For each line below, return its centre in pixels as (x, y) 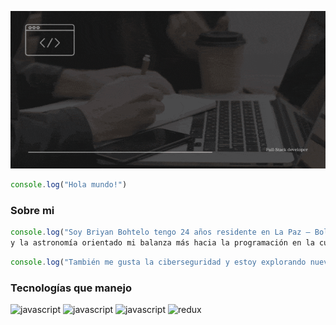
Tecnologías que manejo (71, 288)
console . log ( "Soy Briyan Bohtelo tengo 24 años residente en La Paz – (160, 232)
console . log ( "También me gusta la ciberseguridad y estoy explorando (158, 262)
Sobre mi (32, 210)
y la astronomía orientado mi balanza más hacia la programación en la (162, 243)
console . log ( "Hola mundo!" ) (69, 185)
